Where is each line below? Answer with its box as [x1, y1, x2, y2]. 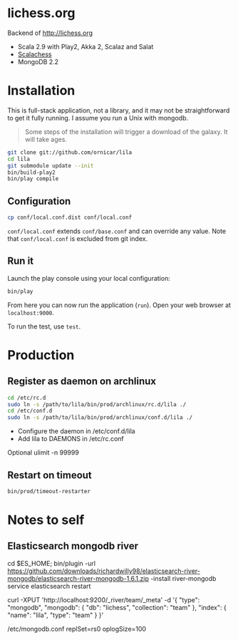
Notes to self [7, 512, 85, 528]
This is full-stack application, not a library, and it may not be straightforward [7, 105, 230, 115]
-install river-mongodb [150, 574, 217, 582]
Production [7, 347, 75, 363]
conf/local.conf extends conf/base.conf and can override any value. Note [7, 227, 227, 235]
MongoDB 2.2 [17, 57, 59, 66]
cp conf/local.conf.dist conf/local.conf [7, 214, 133, 222]
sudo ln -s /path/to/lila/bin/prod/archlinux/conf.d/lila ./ [7, 414, 193, 421]
